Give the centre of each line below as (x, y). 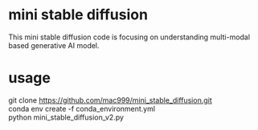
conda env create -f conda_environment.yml (82, 108)
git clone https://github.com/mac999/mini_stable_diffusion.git (111, 100)
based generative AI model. (54, 45)
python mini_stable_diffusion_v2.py (66, 117)
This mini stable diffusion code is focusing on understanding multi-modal (129, 37)
